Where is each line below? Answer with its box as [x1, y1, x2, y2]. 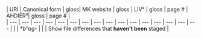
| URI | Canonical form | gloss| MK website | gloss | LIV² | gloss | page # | [6, 6, 188, 13]
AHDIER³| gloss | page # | [6, 12, 71, 19]
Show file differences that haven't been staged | [48, 25, 169, 32]
